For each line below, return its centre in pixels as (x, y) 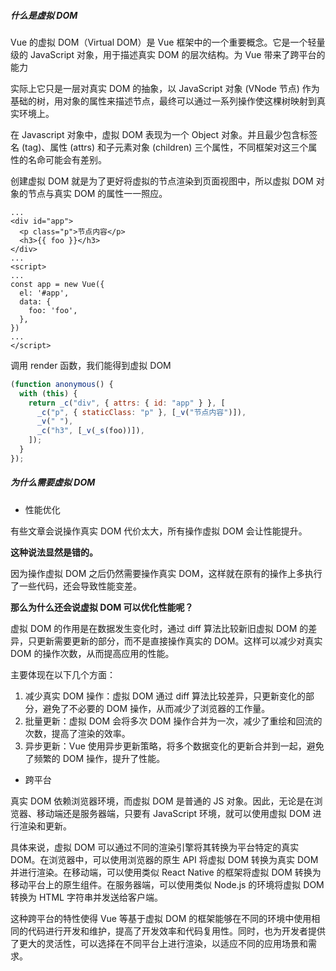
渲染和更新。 (45, 826)
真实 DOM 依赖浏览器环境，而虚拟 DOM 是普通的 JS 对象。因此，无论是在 (162, 801)
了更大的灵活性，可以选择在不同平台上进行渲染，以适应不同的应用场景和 (159, 943)
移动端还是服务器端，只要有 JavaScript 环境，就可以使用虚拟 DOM (173, 813)
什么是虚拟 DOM (44, 15)
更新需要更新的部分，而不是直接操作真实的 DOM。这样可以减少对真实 (179, 641)
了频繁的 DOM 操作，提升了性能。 (95, 758)
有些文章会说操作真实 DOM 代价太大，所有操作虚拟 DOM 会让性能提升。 (159, 531)
